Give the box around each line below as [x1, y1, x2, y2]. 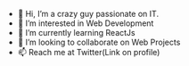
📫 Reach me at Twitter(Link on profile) [17, 47, 160, 57]
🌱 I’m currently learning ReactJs [17, 28, 136, 37]
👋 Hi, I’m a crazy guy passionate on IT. [17, 9, 159, 19]
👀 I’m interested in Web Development [17, 18, 154, 29]
